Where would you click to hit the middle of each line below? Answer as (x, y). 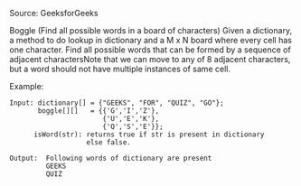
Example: (27, 86)
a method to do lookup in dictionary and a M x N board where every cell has (150, 40)
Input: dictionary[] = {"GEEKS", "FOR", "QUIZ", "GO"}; (117, 103)
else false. (108, 143)
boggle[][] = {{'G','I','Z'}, (99, 111)
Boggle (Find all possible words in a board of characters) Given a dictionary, (150, 30)
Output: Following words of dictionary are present (111, 158)
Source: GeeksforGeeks (54, 13)
